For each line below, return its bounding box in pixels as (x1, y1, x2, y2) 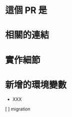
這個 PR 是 (5, 5, 47, 16)
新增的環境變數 (5, 79, 67, 90)
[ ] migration (5, 106, 31, 112)
